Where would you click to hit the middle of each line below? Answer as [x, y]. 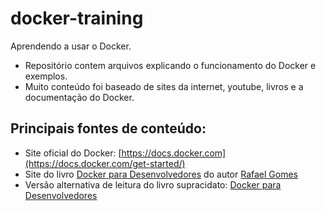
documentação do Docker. [79, 97]
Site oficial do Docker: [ [73, 153]
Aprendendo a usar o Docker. [71, 46]
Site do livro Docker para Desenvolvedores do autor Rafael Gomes [161, 174]
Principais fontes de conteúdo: [108, 128]
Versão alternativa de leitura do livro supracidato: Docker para [153, 184]
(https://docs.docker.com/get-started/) [105, 163]
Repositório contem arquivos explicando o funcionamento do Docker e [170, 65]
